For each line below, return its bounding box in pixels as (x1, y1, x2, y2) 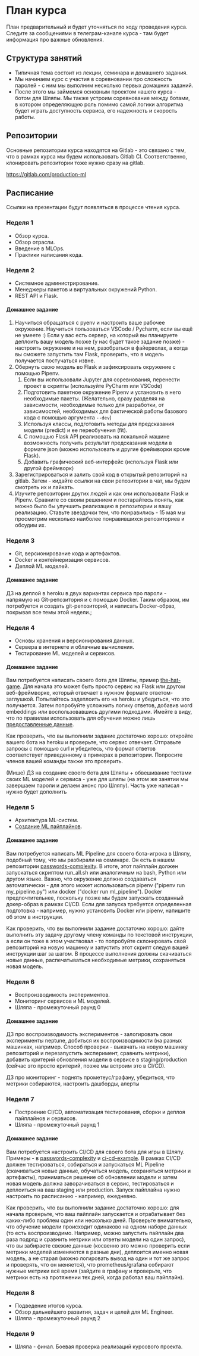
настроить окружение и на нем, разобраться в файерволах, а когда (14, 344, 188, 352)
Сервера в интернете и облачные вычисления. (14, 643, 135, 650)
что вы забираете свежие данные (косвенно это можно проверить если (6, 1242, 190, 1249)
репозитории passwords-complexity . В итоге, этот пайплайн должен (6, 862, 178, 870)
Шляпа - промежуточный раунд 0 (14, 1003, 101, 1010)
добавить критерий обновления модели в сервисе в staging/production (6, 1056, 188, 1063)
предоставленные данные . (6, 721, 74, 728)
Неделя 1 (6, 219, 34, 227)
